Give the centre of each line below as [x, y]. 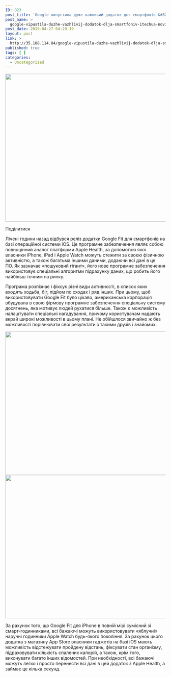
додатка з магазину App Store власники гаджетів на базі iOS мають [79, 642]
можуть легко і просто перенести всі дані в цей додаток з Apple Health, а [85, 664]
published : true [22, 48]
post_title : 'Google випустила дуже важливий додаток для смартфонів [81, 15]
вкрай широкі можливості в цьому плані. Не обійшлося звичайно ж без [83, 319]
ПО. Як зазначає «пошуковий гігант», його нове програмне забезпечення [85, 266]
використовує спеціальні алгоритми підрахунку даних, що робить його [83, 271]
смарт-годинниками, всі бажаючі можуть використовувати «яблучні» [81, 631]
